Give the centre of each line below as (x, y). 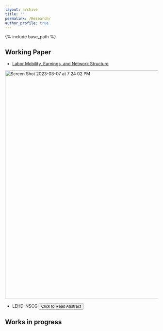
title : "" (15, 14)
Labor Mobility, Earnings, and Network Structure (60, 64)
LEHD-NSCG (25, 306)
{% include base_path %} (31, 37)
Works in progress (33, 322)
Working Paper (28, 52)
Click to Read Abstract (61, 307)
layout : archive (21, 9)
